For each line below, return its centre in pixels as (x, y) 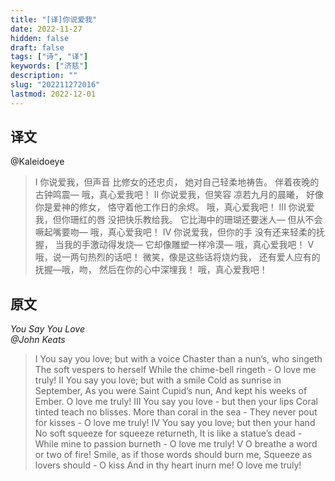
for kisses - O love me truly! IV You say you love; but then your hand (175, 423)
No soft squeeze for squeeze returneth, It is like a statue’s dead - (168, 433)
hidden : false (40, 38)
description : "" (44, 76)
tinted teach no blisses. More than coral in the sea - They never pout (176, 412)
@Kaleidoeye (37, 162)
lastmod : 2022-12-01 (53, 94)
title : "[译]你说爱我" (54, 19)
